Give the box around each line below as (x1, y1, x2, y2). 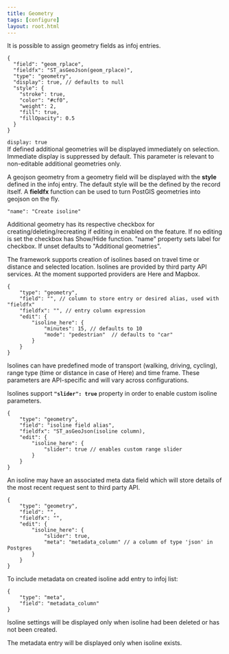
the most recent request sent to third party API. (7, 484, 141, 492)
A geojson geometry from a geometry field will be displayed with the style (7, 173, 217, 181)
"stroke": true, (19, 91, 67, 98)
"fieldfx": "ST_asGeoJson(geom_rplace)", (13, 67, 134, 74)
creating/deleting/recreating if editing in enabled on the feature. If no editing (7, 227, 223, 236)
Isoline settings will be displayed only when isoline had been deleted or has (7, 618, 220, 627)
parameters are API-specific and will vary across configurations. (7, 376, 189, 385)
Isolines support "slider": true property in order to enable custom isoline (7, 390, 217, 398)
